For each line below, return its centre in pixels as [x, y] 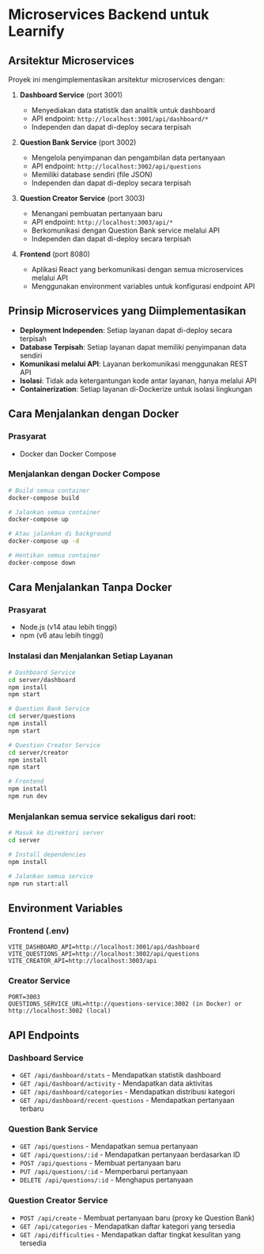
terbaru [32, 1108]
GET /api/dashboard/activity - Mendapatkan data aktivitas [116, 1084]
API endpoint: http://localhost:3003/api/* [102, 222]
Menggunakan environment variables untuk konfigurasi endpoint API [143, 286]
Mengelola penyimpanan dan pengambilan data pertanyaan [128, 157]
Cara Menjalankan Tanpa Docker [90, 587]
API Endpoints [44, 1035]
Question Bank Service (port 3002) [78, 142]
